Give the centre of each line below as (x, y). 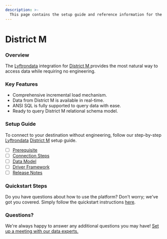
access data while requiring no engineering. (50, 71)
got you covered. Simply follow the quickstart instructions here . (70, 202)
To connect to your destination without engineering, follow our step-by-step (83, 135)
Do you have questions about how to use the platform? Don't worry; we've (82, 197)
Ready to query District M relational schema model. (65, 111)
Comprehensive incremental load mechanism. (60, 95)
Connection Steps (31, 155)
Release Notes (27, 172)
